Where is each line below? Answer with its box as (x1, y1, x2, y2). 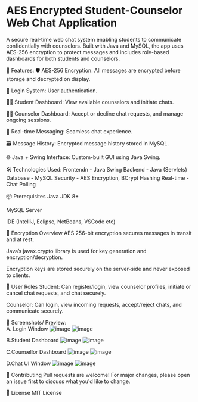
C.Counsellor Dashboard (6, 348, 67, 355)
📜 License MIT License (6, 389, 63, 396)
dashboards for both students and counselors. (6, 55, 120, 62)
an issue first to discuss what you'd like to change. (6, 378, 131, 385)
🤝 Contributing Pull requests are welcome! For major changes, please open (6, 371, 190, 378)
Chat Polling (6, 180, 36, 188)
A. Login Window (6, 325, 48, 332)
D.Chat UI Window (6, 360, 51, 367)
